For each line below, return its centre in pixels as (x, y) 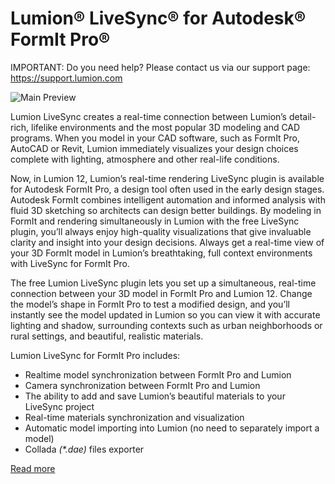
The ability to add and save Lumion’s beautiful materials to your (155, 396)
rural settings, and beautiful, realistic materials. (107, 336)
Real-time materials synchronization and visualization (134, 417)
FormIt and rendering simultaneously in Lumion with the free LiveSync (155, 221)
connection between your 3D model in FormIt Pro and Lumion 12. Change (161, 293)
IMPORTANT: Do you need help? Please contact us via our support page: (160, 67)
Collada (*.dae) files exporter (84, 449)
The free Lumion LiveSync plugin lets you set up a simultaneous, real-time (163, 283)
